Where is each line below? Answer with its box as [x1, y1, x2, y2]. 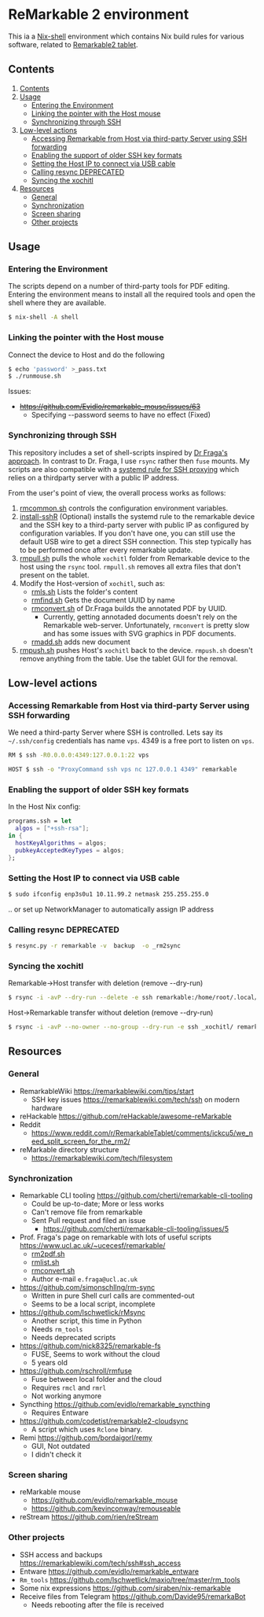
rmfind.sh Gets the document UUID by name [31, 595, 175, 605]
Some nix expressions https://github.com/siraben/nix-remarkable [19, 1583, 232, 1593]
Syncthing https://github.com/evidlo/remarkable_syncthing [19, 1400, 211, 1409]
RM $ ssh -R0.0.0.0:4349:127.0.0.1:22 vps [8, 751, 149, 760]
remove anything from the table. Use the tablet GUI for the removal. [19, 654, 238, 663]
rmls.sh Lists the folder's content [31, 587, 138, 596]
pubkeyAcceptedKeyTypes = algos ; [15, 846, 125, 854]
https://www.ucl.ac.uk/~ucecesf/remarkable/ [19, 1241, 166, 1251]
